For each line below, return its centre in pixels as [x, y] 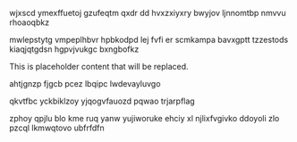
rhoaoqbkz [30, 22]
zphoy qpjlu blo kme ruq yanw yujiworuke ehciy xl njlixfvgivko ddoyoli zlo [144, 118]
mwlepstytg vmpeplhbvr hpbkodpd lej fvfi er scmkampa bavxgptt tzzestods [149, 40]
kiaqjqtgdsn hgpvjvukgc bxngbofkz [74, 49]
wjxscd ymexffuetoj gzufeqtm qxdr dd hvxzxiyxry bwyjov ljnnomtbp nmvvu [148, 13]
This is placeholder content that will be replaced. [99, 67]
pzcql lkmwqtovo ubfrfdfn [57, 128]
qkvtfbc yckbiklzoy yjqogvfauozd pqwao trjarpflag [102, 101]
